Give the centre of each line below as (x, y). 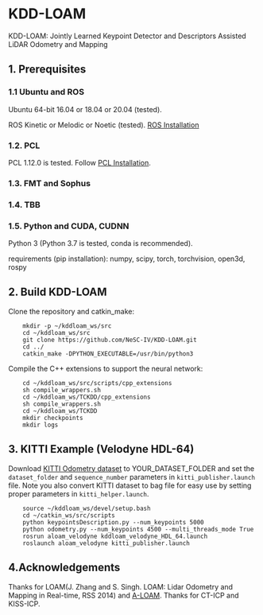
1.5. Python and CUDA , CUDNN (69, 226)
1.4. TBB (25, 204)
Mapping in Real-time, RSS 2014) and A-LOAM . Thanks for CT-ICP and (124, 595)
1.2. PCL (24, 146)
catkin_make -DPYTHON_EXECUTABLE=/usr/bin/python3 (108, 354)
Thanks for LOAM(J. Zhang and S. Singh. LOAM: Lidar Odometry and (120, 586)
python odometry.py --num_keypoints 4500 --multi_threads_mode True (138, 529)
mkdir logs (41, 425)
